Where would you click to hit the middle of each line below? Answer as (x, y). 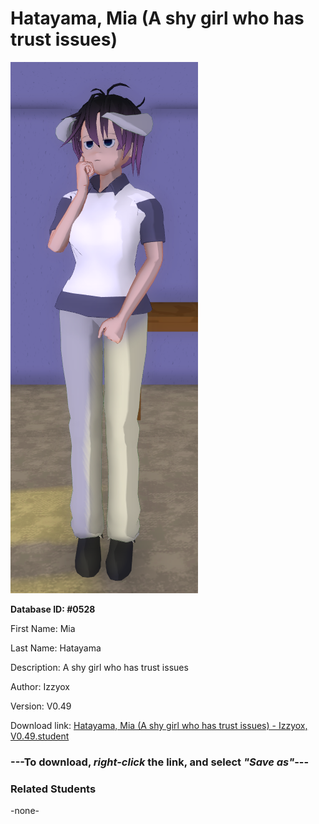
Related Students (53, 789)
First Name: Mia (43, 628)
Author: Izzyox (40, 686)
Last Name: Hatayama (56, 648)
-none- (25, 811)
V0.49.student (40, 736)
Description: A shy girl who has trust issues (99, 667)
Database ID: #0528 (53, 609)
